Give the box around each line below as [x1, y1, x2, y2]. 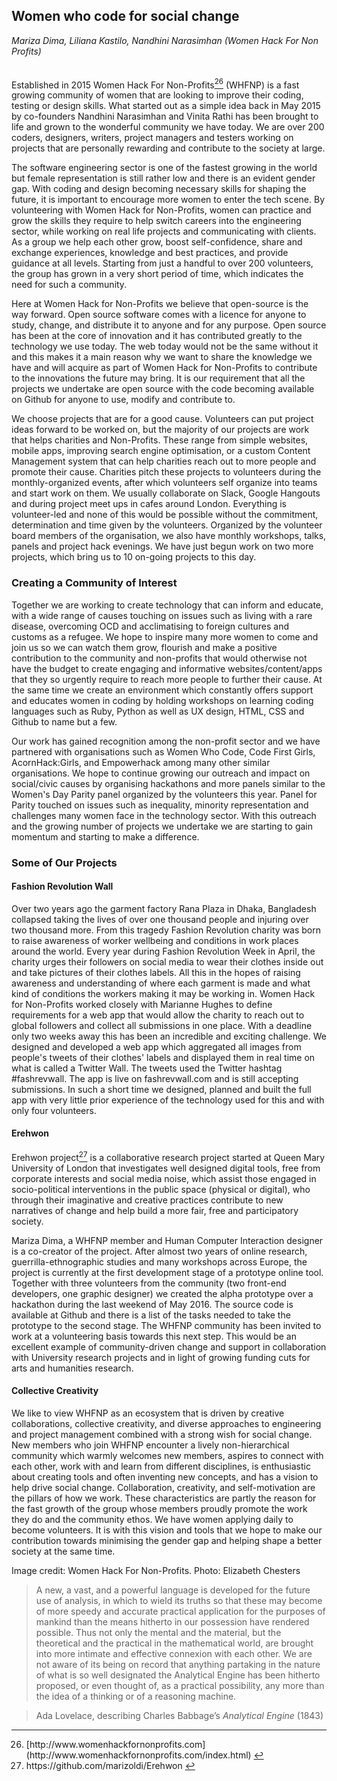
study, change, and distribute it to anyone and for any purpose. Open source [11, 319, 327, 331]
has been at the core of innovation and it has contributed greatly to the [11, 330, 303, 342]
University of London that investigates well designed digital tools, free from [11, 1162, 321, 1174]
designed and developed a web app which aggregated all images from [11, 1040, 302, 1053]
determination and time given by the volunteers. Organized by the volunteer [11, 519, 323, 531]
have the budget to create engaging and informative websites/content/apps [11, 662, 323, 674]
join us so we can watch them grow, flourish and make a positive [11, 641, 278, 653]
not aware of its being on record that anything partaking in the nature [35, 1658, 321, 1670]
